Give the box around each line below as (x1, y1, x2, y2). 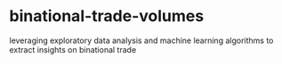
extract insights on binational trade (9, 44, 137, 54)
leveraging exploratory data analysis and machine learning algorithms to (9, 35, 274, 46)
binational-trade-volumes (9, 6, 205, 26)
